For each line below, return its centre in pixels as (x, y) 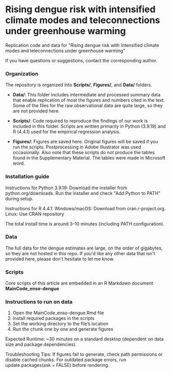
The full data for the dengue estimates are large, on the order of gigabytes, (84, 248)
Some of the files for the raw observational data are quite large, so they (88, 106)
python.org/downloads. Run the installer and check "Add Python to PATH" (83, 193)
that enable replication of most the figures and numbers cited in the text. (89, 100)
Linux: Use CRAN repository (35, 214)
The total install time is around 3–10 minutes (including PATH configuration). (85, 223)
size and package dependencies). (41, 344)
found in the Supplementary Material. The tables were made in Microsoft (89, 158)
